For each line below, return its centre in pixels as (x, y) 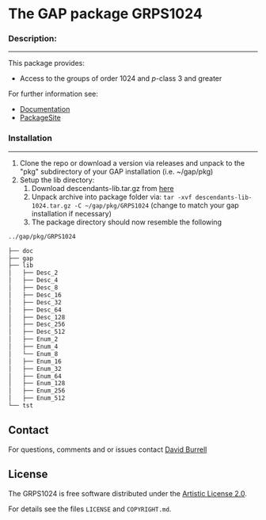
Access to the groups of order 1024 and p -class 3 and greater (121, 78)
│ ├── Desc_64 (35, 310)
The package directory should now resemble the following (126, 222)
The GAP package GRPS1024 (106, 14)
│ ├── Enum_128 (37, 384)
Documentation (45, 109)
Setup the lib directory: (57, 180)
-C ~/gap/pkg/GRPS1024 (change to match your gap (156, 205)
